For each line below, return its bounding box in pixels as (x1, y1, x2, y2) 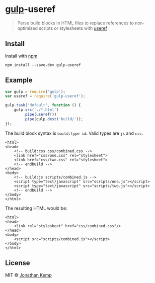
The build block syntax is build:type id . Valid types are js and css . (5, 130, 143, 136)
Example (5, 76, 33, 85)
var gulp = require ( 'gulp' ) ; (5, 89, 66, 94)
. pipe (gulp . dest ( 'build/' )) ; (23, 116, 83, 121)
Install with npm (5, 53, 38, 59)
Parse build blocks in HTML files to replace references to (17, 20, 134, 26)
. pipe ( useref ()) (23, 112, 57, 117)
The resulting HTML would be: (5, 205, 68, 211)
